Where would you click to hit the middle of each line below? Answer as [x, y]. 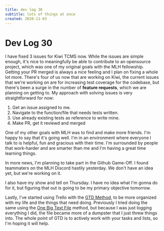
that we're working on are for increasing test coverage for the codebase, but [82, 82]
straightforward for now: [30, 98]
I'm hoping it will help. [27, 224]
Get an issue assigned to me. [41, 108]
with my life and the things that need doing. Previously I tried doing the [76, 203]
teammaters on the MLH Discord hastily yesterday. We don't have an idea [79, 168]
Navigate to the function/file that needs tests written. [65, 113]
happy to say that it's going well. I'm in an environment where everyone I [78, 138]
